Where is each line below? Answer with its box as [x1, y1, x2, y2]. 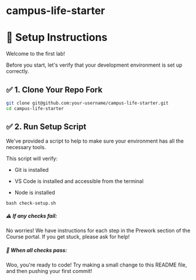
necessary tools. [6, 143, 46, 150]
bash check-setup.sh [6, 200, 57, 206]
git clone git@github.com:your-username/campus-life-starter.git [6, 100, 169, 106]
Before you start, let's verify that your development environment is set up [6, 61, 183, 68]
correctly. [6, 68, 29, 75]
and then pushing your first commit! [6, 268, 92, 275]
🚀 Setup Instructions [6, 31, 108, 44]
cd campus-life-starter [6, 105, 64, 112]
